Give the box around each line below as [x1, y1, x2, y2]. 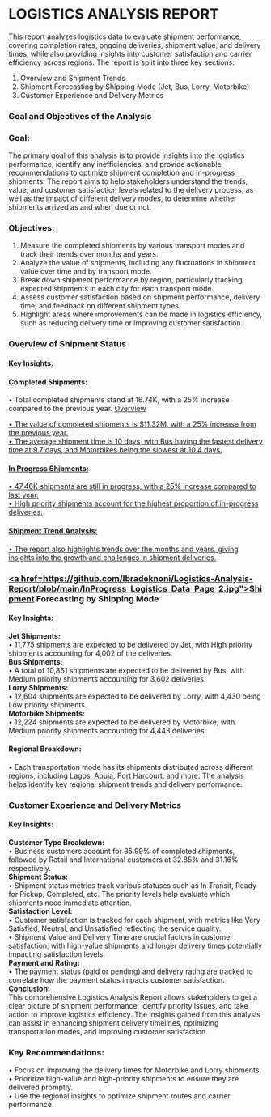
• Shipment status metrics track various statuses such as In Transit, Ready [8, 881, 257, 890]
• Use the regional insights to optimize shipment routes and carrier [8, 1091, 231, 1101]
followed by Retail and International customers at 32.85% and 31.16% [8, 855, 239, 864]
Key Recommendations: [8, 1047, 105, 1058]
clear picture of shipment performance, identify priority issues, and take [8, 1001, 248, 1011]
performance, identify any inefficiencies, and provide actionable [8, 159, 222, 169]
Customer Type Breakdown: [8, 838, 105, 847]
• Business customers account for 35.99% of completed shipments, [8, 847, 235, 856]
